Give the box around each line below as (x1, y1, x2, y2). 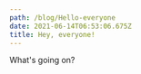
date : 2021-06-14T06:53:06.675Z (9, 22, 132, 31)
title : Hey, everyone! (9, 30, 96, 39)
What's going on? (9, 55, 76, 66)
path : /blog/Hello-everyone (9, 13, 116, 23)
